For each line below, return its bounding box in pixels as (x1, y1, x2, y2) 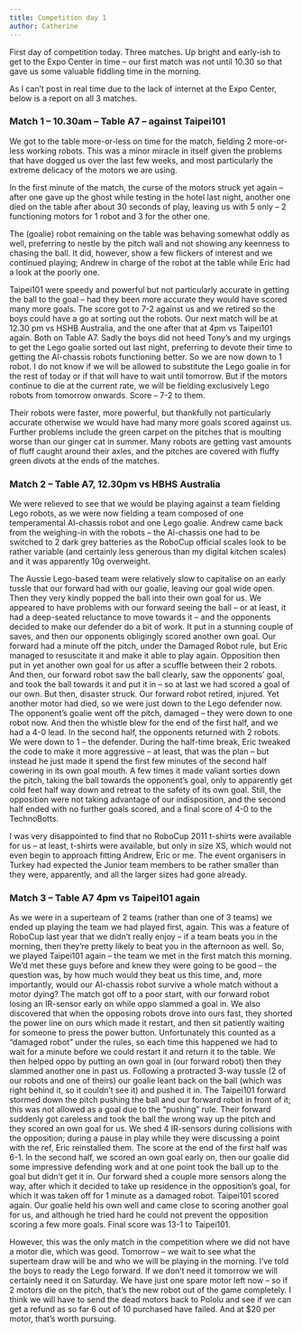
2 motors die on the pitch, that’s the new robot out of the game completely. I (9, 1284, 291, 1296)
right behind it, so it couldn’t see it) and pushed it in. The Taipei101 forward (9, 1085, 287, 1095)
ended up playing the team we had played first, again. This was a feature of (9, 922, 290, 933)
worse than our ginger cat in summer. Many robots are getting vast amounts (9, 435, 292, 447)
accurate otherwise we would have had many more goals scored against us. (9, 416, 292, 427)
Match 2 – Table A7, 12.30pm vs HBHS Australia (9, 478, 221, 490)
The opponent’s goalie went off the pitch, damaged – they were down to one (9, 708, 293, 719)
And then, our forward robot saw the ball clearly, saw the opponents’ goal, (9, 669, 286, 680)
